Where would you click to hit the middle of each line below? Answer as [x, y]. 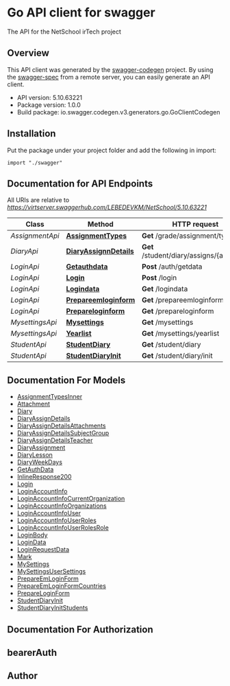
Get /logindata [165, 289]
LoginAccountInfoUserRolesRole [63, 528]
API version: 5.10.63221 [50, 97]
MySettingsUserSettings [51, 572]
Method [101, 224]
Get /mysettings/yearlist [180, 334]
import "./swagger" [35, 162]
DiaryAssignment [41, 448]
